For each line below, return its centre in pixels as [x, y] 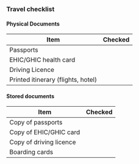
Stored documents [30, 96]
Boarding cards [31, 152]
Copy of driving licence [43, 142]
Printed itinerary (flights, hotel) [53, 80]
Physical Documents [33, 24]
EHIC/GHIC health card [42, 60]
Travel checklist [30, 9]
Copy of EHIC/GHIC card [45, 132]
